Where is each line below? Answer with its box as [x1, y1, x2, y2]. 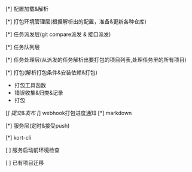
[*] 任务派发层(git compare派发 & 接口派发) [5, 31, 111, 38]
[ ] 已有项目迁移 [5, 159, 44, 166]
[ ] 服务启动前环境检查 [5, 146, 60, 153]
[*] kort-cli [5, 134, 31, 141]
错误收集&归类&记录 [14, 89, 63, 96]
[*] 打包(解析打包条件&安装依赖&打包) [5, 69, 98, 76]
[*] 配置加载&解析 [5, 5, 49, 12]
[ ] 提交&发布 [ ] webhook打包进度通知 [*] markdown [5, 110, 132, 116]
